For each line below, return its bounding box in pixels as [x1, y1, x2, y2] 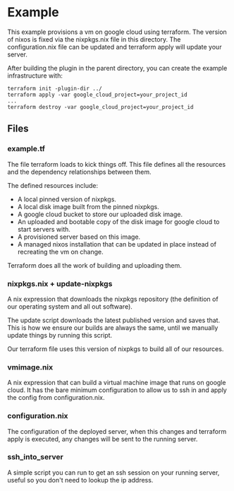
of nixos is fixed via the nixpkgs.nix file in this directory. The [7, 35, 181, 43]
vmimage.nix [7, 362, 54, 372]
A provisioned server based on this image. [17, 232, 141, 241]
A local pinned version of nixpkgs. [17, 195, 116, 203]
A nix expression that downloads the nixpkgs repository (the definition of [7, 295, 218, 303]
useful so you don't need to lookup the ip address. [7, 475, 154, 484]
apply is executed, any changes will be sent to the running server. [7, 434, 198, 443]
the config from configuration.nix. [7, 394, 105, 402]
